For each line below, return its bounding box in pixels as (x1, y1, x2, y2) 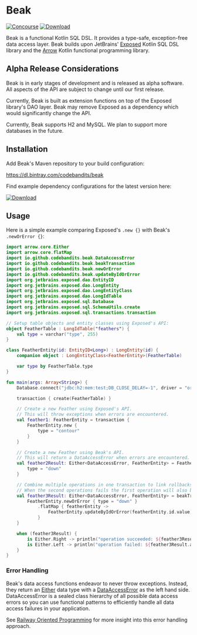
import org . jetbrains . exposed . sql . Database (6, 299, 114, 305)
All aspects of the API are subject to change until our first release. (6, 86, 165, 93)
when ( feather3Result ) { (16, 530, 77, 536)
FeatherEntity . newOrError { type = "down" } (27, 498, 138, 504)
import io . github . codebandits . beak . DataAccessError (6, 255, 135, 261)
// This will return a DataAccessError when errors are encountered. (16, 455, 191, 461)
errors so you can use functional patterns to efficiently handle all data (6, 599, 174, 606)
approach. (6, 622, 31, 629)
